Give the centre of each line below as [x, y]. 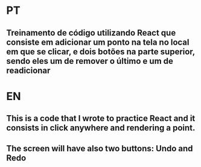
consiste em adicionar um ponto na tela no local [98, 42]
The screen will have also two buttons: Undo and [100, 148]
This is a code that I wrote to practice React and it [101, 118]
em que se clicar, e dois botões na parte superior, [101, 52]
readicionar [28, 70]
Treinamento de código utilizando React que [91, 33]
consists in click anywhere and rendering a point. [101, 128]
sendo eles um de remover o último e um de [90, 61]
